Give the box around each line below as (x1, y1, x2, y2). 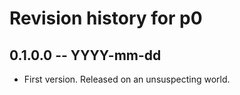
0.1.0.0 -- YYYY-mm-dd (9, 47, 162, 64)
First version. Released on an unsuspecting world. (23, 73, 231, 85)
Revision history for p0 (9, 7, 203, 30)
